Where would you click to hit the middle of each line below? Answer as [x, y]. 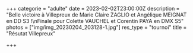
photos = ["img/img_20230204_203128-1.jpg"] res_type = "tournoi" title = [96, 27]
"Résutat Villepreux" [31, 34]
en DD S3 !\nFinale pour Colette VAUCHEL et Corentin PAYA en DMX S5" [95, 21]
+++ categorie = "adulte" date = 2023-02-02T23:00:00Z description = [93, 9]
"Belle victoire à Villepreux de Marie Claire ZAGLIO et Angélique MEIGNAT [96, 15]
